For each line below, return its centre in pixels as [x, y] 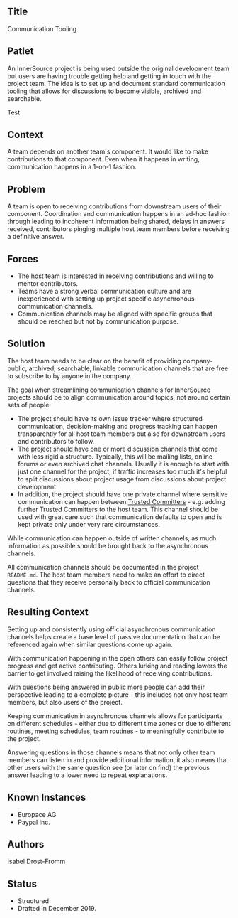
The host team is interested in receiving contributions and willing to [115, 276]
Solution [26, 344]
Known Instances [47, 797]
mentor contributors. [47, 284]
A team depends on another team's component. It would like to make [108, 151]
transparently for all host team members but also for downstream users [121, 434]
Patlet [21, 52]
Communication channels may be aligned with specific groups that [115, 314]
